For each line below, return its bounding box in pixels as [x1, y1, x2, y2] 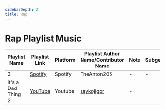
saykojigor [80, 88, 105, 95]
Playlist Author [84, 50, 120, 57]
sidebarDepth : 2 [5, 7, 38, 12]
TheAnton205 [80, 71, 113, 78]
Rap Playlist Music [5, 33, 82, 44]
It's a [7, 79, 19, 86]
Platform [55, 57, 76, 64]
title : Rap [5, 12, 27, 17]
